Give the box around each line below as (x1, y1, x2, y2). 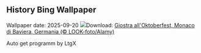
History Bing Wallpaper (6, 5, 97, 15)
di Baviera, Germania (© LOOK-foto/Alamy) (6, 28, 115, 35)
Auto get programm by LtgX (6, 39, 76, 47)
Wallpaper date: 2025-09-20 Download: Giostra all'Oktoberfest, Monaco (6, 21, 196, 29)
